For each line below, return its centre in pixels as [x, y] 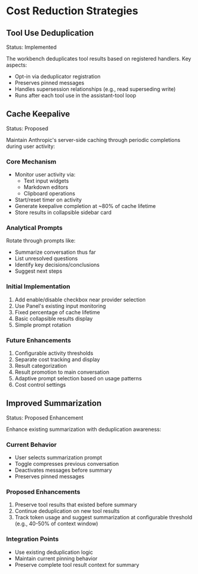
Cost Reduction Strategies [72, 11]
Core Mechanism [31, 162]
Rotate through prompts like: [41, 241]
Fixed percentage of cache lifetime [57, 312]
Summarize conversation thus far [55, 252]
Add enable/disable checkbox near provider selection [80, 299]
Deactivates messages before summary [63, 470]
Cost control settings [40, 385]
